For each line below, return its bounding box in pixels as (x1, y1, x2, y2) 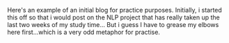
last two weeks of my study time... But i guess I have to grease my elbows (7, 21, 219, 28)
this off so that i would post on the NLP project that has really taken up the (7, 13, 221, 21)
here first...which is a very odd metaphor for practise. (7, 28, 160, 36)
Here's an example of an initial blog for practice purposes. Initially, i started (7, 6, 223, 14)
